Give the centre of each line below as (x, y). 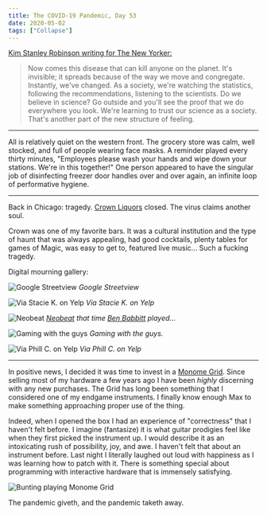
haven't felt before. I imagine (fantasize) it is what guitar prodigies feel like (130, 430)
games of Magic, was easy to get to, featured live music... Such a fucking (128, 248)
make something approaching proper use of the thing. (97, 406)
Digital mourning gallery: (48, 272)
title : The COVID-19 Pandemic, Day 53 (72, 16)
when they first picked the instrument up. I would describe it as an (116, 438)
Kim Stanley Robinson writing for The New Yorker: (90, 53)
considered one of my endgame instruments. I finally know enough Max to (130, 397)
